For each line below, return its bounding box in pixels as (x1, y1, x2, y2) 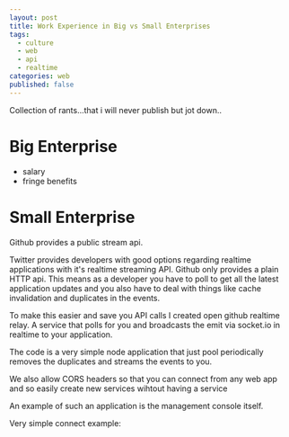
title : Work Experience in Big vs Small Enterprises (9, 22, 211, 31)
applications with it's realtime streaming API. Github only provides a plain (9, 263, 279, 274)
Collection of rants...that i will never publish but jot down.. (9, 104, 223, 115)
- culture (17, 38, 54, 48)
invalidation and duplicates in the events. (9, 292, 161, 303)
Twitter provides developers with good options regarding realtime (9, 254, 251, 265)
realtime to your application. (9, 329, 113, 340)
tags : (9, 30, 30, 39)
